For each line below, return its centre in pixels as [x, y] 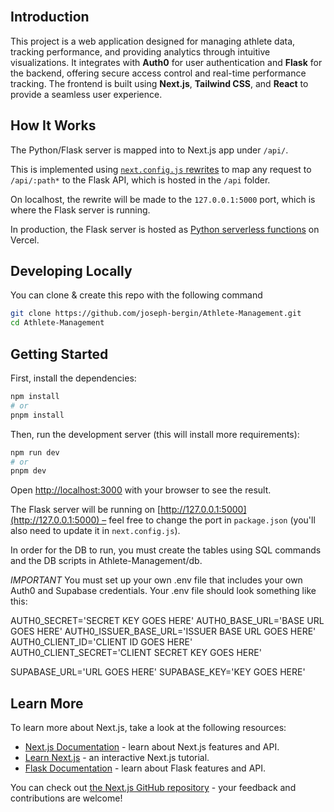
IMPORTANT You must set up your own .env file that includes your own [156, 580]
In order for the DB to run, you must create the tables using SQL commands [166, 550]
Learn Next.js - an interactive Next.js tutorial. [117, 758]
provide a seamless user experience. [86, 94]
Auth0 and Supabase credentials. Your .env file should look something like [163, 591]
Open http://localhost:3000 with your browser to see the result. [141, 490]
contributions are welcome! [66, 798]
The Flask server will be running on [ [86, 510]
